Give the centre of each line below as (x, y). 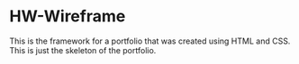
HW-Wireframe (68, 16)
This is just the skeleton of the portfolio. (83, 50)
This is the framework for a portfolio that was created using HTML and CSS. (150, 41)
